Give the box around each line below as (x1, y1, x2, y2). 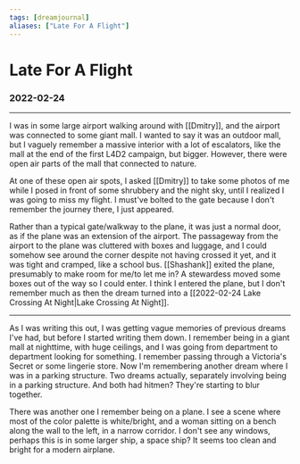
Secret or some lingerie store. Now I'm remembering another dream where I (9, 360, 288, 371)
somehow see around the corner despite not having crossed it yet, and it (9, 249, 277, 260)
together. (9, 389, 43, 400)
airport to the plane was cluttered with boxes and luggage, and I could (9, 240, 268, 251)
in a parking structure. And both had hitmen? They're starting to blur (9, 379, 261, 390)
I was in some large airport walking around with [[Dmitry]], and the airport (9, 120, 280, 130)
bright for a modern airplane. (9, 443, 116, 455)
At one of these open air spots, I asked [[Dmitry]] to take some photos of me (9, 175, 290, 186)
